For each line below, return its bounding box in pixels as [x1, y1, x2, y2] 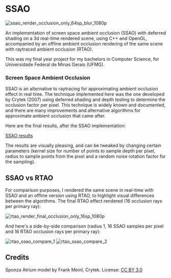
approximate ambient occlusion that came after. [5, 113, 106, 119]
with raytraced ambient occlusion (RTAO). [5, 46, 93, 52]
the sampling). [5, 159, 36, 165]
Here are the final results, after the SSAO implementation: [5, 123, 126, 129]
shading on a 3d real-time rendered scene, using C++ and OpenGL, [5, 35, 148, 41]
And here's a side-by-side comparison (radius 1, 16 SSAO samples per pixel [5, 223, 164, 230]
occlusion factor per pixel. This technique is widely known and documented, [5, 102, 166, 108]
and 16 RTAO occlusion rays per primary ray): [5, 229, 101, 235]
